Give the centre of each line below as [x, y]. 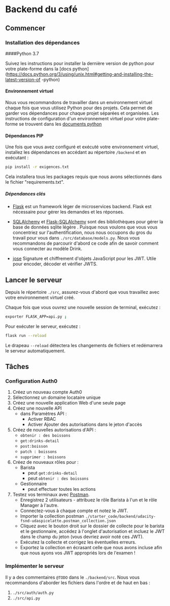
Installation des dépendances [43, 43]
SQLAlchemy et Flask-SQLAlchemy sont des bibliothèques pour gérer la [88, 222]
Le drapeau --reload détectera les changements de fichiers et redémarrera [84, 345]
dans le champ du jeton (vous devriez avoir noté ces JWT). [82, 537]
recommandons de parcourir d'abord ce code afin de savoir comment [86, 243]
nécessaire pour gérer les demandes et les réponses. [68, 212]
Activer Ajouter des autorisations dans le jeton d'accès [85, 424]
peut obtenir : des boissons [58, 479]
